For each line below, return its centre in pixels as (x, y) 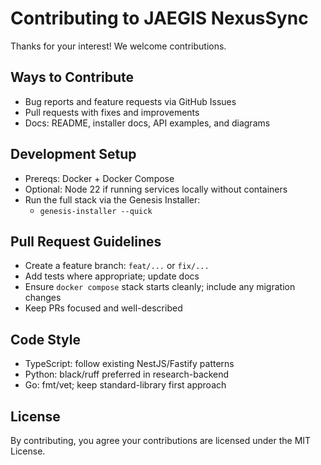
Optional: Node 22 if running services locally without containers (156, 189)
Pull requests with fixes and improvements (112, 112)
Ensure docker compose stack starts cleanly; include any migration (160, 287)
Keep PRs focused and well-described (103, 308)
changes (43, 298)
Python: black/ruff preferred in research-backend (127, 374)
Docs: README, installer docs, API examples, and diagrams (147, 123)
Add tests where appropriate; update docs (112, 276)
